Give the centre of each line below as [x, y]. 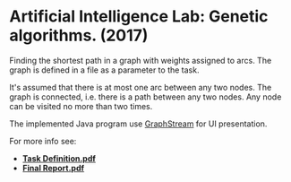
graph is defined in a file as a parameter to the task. [104, 70]
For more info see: [43, 141]
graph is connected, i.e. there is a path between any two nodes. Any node [145, 97]
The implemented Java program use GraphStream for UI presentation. [138, 124]
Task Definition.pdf [59, 158]
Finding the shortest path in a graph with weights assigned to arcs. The [141, 60]
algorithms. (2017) [79, 35]
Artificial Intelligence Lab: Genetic [139, 17]
